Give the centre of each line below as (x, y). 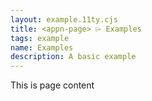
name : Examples (42, 47)
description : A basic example (73, 57)
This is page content (52, 85)
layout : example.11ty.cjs (64, 19)
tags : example (40, 38)
